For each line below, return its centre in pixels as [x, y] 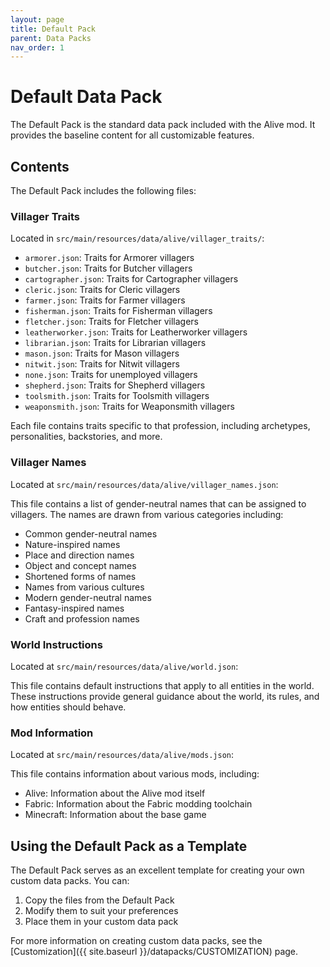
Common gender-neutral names [91, 533]
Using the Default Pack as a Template [129, 846]
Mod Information [52, 733]
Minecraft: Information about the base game [115, 815]
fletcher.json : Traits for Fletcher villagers [111, 322]
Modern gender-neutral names [88, 597]
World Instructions [56, 644]
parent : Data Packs [51, 38]
